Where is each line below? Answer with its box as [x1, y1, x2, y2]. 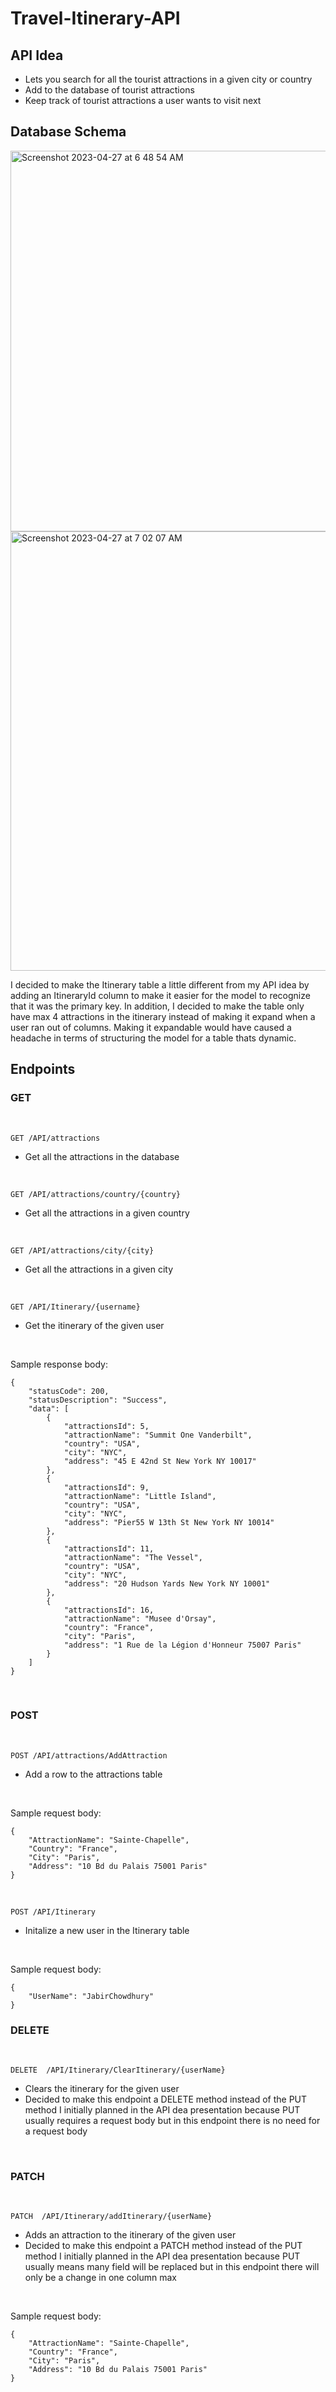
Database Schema [10, 123, 127, 141]
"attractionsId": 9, [63, 1482, 150, 1492]
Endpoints [10, 1061, 76, 1078]
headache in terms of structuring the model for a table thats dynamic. [10, 1032, 297, 1044]
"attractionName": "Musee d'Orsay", [63, 1613, 217, 1624]
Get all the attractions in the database [24, 1150, 180, 1162]
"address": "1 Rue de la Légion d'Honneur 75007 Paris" [63, 1640, 302, 1650]
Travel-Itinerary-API [10, 7, 181, 30]
